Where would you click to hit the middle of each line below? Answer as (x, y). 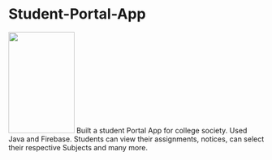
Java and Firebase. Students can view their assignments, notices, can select (136, 139)
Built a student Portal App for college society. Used (162, 130)
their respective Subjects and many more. (78, 147)
